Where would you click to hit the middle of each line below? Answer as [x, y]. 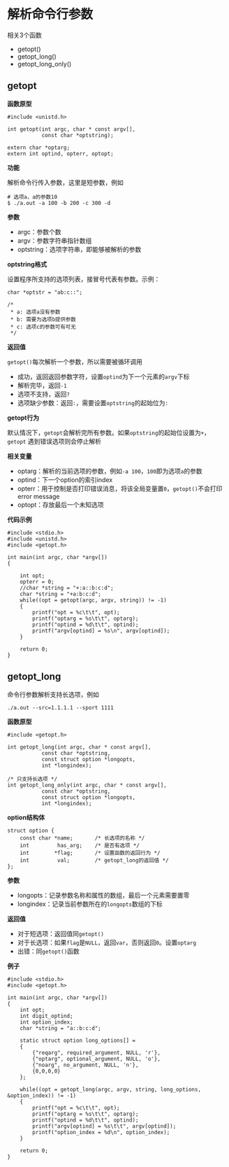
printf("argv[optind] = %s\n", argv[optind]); [101, 630]
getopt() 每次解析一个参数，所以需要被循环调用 [75, 362]
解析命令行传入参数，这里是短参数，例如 [65, 182]
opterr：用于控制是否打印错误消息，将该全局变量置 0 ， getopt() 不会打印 [120, 488]
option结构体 [26, 817]
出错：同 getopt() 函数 [49, 951]
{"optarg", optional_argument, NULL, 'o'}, [96, 1059]
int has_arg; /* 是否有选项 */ [80, 845]
